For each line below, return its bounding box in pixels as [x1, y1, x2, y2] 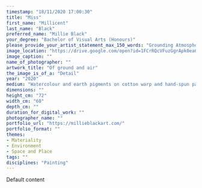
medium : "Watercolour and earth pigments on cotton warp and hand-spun [6, 82, 189, 88]
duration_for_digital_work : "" [6, 109, 85, 115]
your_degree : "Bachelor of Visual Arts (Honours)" [6, 37, 136, 43]
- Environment [6, 142, 42, 149]
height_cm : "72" [6, 92, 47, 99]
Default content [6, 176, 45, 183]
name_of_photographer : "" [6, 59, 71, 65]
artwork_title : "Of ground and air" [6, 64, 98, 71]
